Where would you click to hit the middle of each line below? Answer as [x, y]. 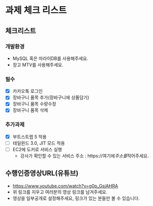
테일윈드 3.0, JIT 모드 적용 [39, 143]
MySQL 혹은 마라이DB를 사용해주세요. [50, 58]
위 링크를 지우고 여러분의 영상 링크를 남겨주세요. [60, 192]
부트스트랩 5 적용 [30, 136]
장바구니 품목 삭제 [30, 110]
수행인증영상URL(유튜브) [42, 173]
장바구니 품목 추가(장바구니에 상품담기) [51, 97]
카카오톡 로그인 [28, 91]
